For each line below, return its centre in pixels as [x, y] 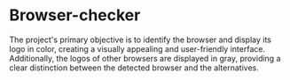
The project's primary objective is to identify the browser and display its [141, 40]
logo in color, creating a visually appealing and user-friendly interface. [137, 48]
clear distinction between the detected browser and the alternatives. [134, 68]
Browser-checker [75, 15]
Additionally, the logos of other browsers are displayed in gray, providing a [145, 58]
